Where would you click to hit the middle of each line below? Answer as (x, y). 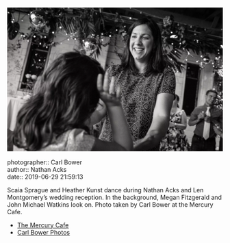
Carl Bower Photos (43, 232)
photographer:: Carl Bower (44, 162)
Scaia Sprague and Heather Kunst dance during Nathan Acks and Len (105, 190)
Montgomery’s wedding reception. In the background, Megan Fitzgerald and (115, 197)
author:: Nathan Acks (37, 169)
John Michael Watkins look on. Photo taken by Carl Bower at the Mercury (110, 204)
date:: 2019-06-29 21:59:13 (45, 177)
